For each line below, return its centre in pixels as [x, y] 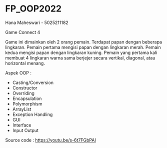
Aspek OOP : [18, 72]
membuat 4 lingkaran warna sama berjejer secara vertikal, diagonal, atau [80, 57]
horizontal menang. [25, 63]
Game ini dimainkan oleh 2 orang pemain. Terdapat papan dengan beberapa [84, 42]
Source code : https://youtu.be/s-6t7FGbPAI [50, 140]
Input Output [25, 130]
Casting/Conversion [33, 82]
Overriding [23, 93]
